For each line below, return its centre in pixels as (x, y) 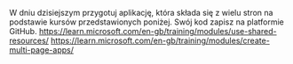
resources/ (29, 40)
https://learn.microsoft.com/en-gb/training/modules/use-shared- (158, 31)
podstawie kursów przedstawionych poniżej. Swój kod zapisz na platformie (146, 22)
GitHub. (23, 31)
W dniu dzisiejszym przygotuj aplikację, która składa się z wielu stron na (141, 13)
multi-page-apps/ (41, 50)
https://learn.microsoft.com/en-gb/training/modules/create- (160, 40)
